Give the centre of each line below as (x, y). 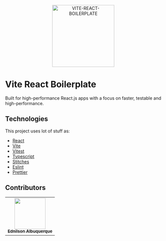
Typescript (23, 156)
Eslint (18, 167)
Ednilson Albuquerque (30, 231)
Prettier (20, 172)
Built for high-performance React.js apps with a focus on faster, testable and (83, 98)
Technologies (27, 119)
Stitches (21, 162)
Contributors (26, 188)
